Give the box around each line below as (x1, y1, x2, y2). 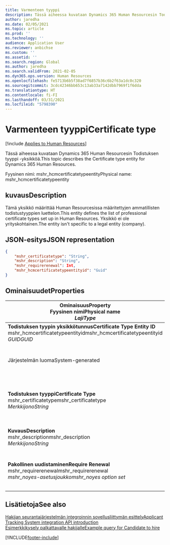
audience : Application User (5, 41, 65, 46)
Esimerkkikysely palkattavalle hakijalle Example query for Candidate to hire (5, 524, 160, 531)
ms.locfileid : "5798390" (5, 102, 58, 107)
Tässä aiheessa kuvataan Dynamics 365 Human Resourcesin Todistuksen (5, 150, 159, 156)
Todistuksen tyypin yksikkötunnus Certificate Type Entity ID (8, 323, 156, 330)
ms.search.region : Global (5, 59, 60, 65)
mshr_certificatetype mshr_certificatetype (8, 397, 106, 404)
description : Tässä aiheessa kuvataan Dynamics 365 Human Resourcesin (5, 12, 157, 17)
